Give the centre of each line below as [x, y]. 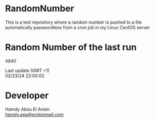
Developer [27, 96]
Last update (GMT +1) [27, 70]
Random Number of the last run [71, 47]
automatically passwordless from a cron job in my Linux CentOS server [77, 27]
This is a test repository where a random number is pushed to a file [74, 22]
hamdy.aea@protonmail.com [34, 114]
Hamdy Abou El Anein [27, 109]
